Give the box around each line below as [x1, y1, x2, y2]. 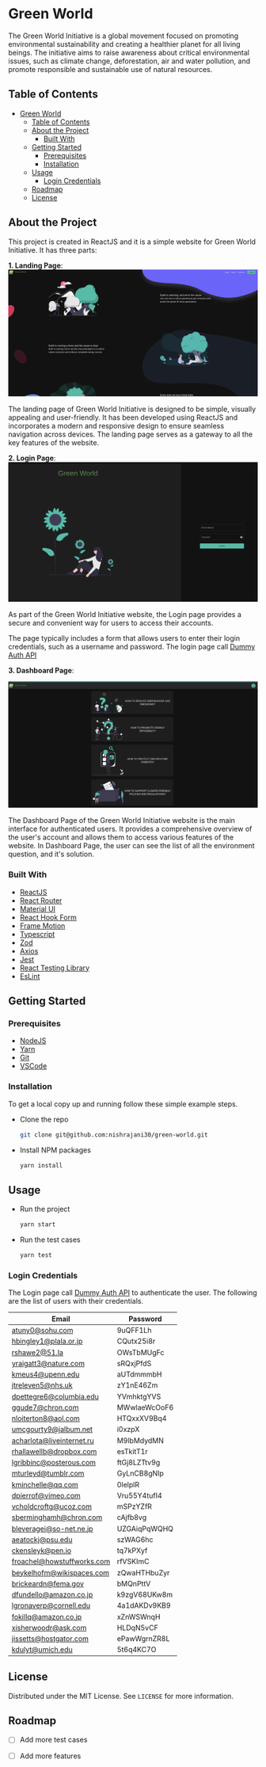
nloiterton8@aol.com [11, 1414, 81, 1423]
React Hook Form [19, 912, 77, 922]
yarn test [19, 1251, 53, 1259]
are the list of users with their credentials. [8, 1297, 144, 1306]
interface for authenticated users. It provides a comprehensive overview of [8, 824, 253, 834]
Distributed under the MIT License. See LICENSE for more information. [8, 1691, 234, 1700]
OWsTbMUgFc [116, 1347, 165, 1357]
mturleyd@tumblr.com [11, 1468, 85, 1478]
